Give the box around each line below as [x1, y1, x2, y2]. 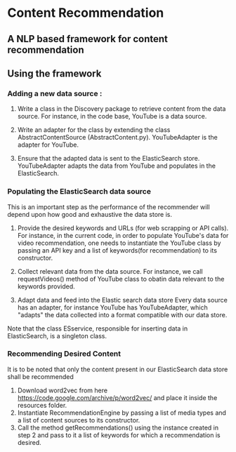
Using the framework [7, 67, 102, 79]
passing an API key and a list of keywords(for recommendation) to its [17, 246, 218, 254]
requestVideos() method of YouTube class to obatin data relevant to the [17, 274, 225, 283]
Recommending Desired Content [7, 349, 122, 359]
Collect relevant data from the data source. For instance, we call [17, 267, 203, 275]
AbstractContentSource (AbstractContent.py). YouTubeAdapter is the [17, 133, 218, 142]
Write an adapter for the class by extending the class [17, 126, 171, 134]
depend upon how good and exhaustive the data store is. [7, 210, 173, 218]
